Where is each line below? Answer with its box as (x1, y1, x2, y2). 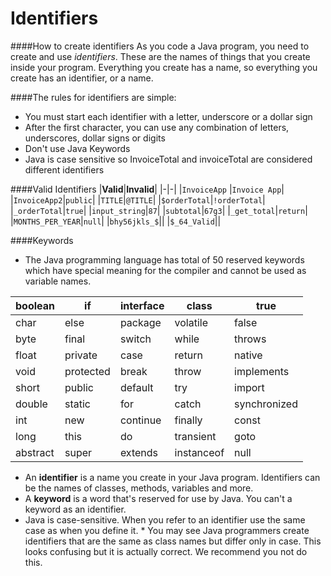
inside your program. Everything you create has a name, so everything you (10, 61, 318, 73)
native (234, 348, 263, 362)
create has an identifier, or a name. (10, 72, 154, 84)
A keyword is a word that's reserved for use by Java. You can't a (24, 492, 293, 504)
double (15, 397, 48, 411)
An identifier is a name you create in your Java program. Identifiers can (24, 471, 321, 483)
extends (119, 445, 159, 459)
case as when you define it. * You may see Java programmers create (24, 524, 310, 536)
